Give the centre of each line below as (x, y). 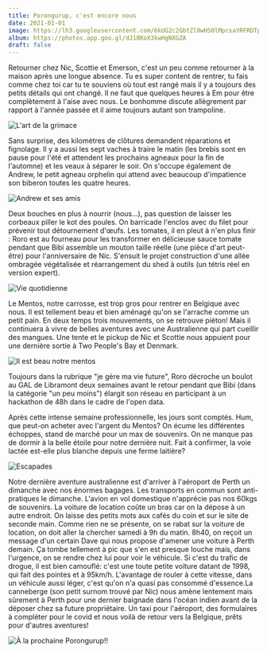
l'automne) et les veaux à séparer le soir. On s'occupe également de (120, 166)
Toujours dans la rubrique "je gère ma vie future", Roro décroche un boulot (130, 377)
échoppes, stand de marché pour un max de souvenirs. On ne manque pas (131, 435)
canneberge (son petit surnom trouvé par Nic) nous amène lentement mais (130, 592)
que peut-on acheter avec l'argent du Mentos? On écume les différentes (126, 426)
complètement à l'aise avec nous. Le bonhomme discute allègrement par (127, 102)
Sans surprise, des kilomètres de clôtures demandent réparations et (120, 141)
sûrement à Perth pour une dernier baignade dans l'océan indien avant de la (133, 600)
